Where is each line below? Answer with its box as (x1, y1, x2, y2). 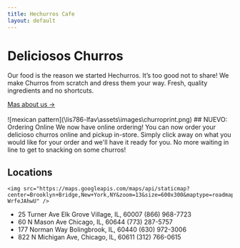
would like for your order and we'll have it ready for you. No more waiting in (7, 138, 229, 147)
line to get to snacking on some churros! (7, 145, 126, 154)
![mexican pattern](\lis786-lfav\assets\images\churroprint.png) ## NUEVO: (7, 115, 228, 124)
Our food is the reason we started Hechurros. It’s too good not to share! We (7, 71, 229, 80)
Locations (7, 166, 53, 178)
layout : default (7, 17, 56, 24)
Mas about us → (7, 100, 56, 109)
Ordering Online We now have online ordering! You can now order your (7, 123, 216, 132)
